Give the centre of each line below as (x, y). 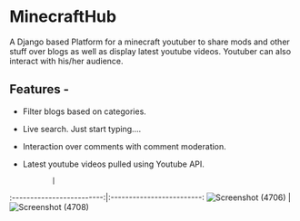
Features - (40, 89)
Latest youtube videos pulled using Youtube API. (113, 164)
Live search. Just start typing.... (82, 129)
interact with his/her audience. (67, 61)
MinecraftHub (63, 17)
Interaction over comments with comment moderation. (125, 146)
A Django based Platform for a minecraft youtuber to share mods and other (150, 42)
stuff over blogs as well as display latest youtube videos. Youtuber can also (150, 51)
